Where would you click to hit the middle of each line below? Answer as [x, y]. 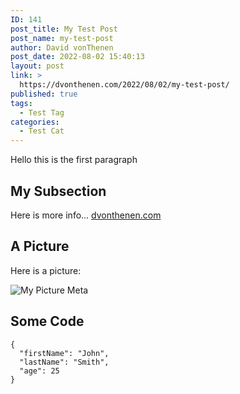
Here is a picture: [46, 270]
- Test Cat [42, 131]
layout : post [37, 66]
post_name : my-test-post [62, 38]
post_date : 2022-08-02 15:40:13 [77, 57]
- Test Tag [42, 112]
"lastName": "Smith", [64, 362]
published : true [44, 94]
